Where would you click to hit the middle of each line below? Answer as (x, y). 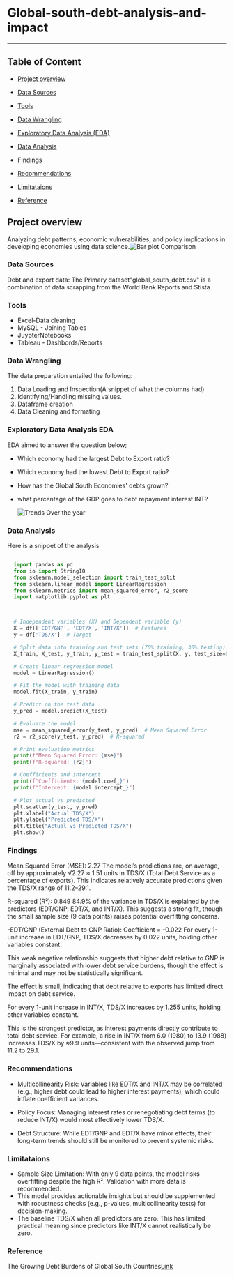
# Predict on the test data (54, 705)
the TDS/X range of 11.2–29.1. (49, 888)
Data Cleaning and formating (58, 411)
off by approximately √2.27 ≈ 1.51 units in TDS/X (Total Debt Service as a (111, 873)
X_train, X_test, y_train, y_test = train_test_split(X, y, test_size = (120, 653)
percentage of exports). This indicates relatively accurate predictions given (115, 881)
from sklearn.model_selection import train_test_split (95, 577)
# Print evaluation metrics (54, 749)
